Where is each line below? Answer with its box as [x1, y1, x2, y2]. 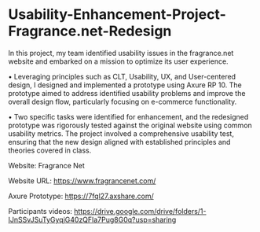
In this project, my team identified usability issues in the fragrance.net [8, 48, 234, 57]
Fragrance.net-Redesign [8, 22, 172, 40]
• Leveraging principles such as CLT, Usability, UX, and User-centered [8, 72, 236, 81]
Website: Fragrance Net [8, 160, 85, 170]
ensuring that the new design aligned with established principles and [8, 137, 231, 146]
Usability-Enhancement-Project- [8, 6, 226, 24]
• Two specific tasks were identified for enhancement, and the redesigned [8, 112, 249, 121]
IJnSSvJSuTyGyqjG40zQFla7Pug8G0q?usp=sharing [8, 215, 177, 224]
